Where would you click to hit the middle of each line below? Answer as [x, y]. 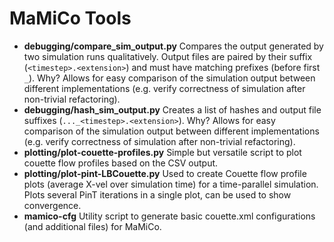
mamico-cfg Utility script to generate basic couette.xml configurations [169, 216]
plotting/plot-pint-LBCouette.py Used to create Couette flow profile [165, 173]
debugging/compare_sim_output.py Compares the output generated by [173, 46]
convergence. [52, 205]
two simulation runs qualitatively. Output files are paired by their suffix [168, 56]
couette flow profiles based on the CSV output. [121, 163]
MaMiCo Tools [70, 18]
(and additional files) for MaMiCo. [92, 226]
